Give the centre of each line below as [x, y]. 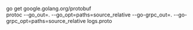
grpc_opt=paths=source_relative [46, 21]
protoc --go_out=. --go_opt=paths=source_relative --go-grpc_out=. [89, 15]
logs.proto [99, 21]
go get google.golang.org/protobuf [49, 9]
